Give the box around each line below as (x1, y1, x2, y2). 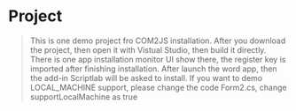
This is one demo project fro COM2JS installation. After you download (29, 35, 286, 46)
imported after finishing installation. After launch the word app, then (29, 63, 277, 74)
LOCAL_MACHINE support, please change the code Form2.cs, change (29, 82, 287, 92)
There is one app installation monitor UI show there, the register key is (29, 54, 286, 64)
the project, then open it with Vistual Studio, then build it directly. (29, 44, 267, 55)
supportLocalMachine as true (29, 91, 138, 102)
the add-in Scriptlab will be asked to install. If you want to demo (29, 72, 263, 83)
